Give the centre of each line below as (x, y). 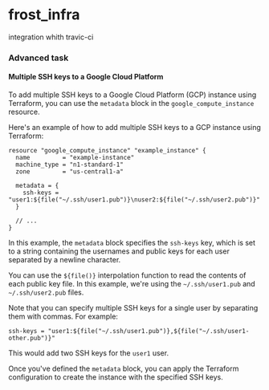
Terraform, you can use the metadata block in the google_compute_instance (131, 104)
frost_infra (44, 15)
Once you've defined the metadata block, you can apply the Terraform (124, 369)
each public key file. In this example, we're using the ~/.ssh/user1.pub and (132, 284)
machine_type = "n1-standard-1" (70, 165)
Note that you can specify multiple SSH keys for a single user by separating (133, 308)
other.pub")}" (32, 339)
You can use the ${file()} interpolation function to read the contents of (127, 275)
